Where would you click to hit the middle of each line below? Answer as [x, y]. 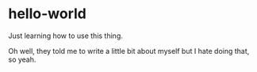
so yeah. [22, 59]
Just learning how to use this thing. [65, 36]
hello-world [48, 14]
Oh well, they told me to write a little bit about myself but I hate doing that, [129, 51]
